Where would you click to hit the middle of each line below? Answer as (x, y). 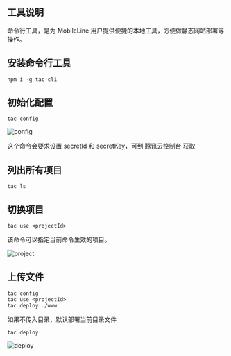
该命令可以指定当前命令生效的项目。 (59, 240)
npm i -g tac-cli (32, 79)
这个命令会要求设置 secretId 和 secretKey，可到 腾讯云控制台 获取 (101, 146)
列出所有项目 (35, 170)
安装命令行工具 (39, 63)
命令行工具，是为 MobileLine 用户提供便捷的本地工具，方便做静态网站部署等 (116, 31)
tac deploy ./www (32, 305)
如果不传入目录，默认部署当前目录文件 (62, 319)
